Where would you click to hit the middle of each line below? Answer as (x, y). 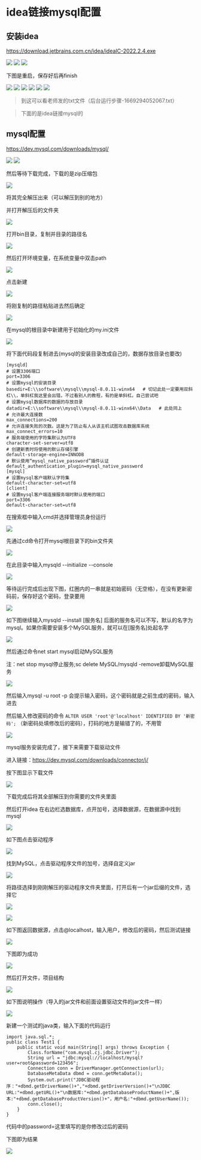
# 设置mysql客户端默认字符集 (38, 478)
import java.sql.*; (31, 1037)
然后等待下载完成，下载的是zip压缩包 (52, 173)
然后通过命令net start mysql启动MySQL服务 (60, 651)
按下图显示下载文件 (30, 773)
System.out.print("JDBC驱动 (62, 1080)
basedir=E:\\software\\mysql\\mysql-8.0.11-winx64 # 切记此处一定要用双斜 (100, 389)
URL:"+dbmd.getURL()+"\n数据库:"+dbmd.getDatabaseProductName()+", (91, 1092)
